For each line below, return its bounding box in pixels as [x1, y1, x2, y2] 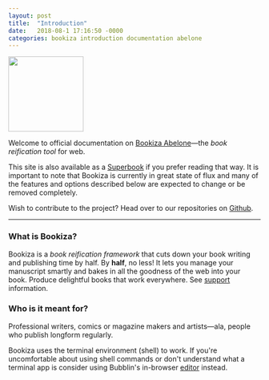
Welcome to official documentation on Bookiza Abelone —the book [8, 138, 228, 148]
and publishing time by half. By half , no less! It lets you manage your [8, 257, 234, 267]
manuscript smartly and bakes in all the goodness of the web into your [8, 266, 241, 276]
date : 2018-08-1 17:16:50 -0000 [8, 26, 124, 34]
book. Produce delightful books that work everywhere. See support [8, 274, 231, 285]
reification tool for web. [8, 147, 86, 156]
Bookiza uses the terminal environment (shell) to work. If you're [8, 346, 218, 355]
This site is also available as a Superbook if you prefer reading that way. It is [8, 162, 259, 172]
